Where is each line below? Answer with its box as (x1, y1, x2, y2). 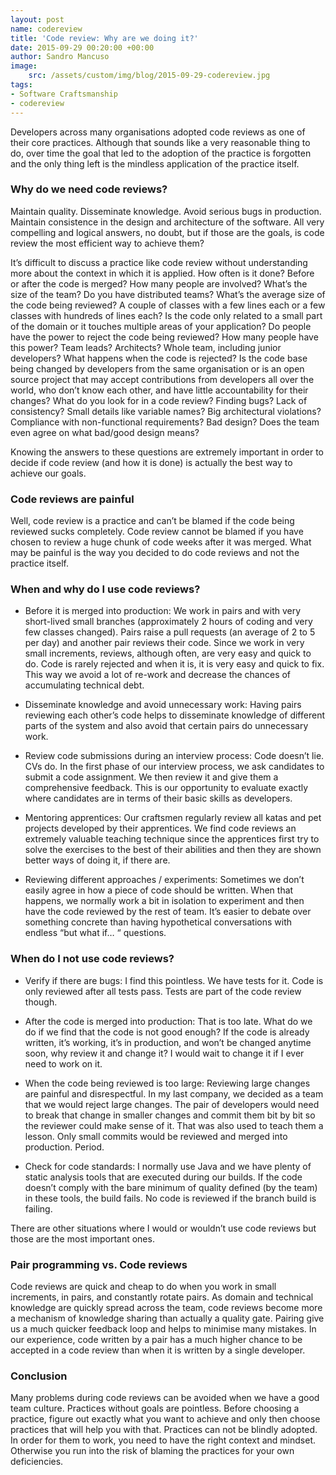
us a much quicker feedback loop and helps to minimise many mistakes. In (10, 1322, 317, 1335)
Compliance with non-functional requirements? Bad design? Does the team (10, 416, 320, 428)
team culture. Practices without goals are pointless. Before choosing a (10, 1402, 300, 1415)
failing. (24, 1202, 53, 1215)
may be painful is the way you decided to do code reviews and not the (10, 547, 300, 559)
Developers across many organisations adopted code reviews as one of (10, 126, 306, 138)
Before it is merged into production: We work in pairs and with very (24, 605, 302, 617)
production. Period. (24, 1141, 105, 1153)
